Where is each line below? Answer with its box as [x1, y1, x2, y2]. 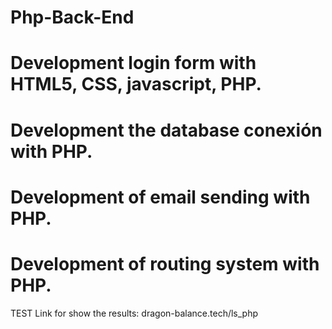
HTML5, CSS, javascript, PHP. [10, 73, 262, 96]
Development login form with [10, 52, 257, 75]
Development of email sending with [10, 186, 311, 208]
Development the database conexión [10, 119, 323, 141]
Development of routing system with [10, 252, 320, 275]
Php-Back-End [10, 6, 135, 29]
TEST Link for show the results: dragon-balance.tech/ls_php [10, 307, 259, 319]
